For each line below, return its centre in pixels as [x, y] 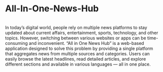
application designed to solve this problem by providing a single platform [79, 48]
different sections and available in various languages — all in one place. [78, 64]
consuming [17, 43]
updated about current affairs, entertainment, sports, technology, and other [82, 33]
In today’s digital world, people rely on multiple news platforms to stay [76, 27]
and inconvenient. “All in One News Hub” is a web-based [86, 43]
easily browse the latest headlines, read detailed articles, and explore [76, 59]
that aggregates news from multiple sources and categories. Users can [77, 54]
